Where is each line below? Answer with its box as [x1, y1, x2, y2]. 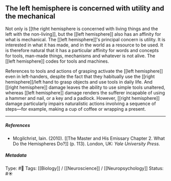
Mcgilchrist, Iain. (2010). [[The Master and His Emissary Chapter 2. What [12, 135, 165, 141]
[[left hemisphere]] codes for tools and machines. [5, 58, 109, 64]
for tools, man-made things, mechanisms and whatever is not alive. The [5, 53, 155, 59]
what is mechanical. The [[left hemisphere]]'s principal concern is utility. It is [5, 36, 165, 42]
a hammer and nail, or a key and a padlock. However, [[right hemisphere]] [5, 95, 160, 101]
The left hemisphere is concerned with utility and [5, 4, 164, 13]
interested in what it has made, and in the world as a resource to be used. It [5, 42, 163, 48]
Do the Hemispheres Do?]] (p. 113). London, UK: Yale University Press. [12, 140, 160, 147]
